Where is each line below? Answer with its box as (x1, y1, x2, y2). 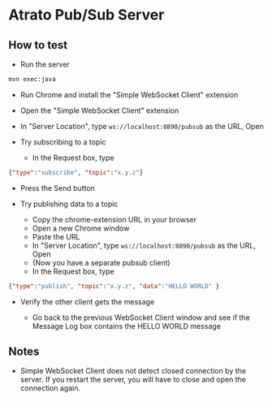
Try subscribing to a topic (19, 136, 106, 147)
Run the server (19, 59, 71, 69)
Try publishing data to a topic (19, 199, 119, 209)
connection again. (19, 383, 81, 393)
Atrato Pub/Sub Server (8, 6, 165, 24)
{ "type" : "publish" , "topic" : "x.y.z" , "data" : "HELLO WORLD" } (8, 282, 220, 290)
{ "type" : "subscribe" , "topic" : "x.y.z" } (8, 168, 144, 176)
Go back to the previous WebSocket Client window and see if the (32, 313, 250, 322)
